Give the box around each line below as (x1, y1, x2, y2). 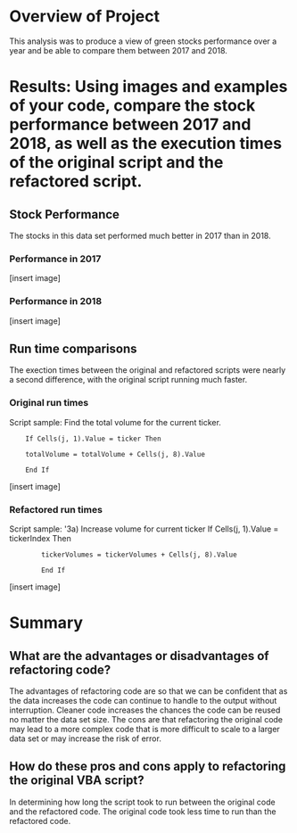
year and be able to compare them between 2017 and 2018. (9, 45, 227, 55)
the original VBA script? (9, 773, 144, 788)
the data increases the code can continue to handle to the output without (9, 695, 277, 705)
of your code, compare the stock (9, 95, 256, 116)
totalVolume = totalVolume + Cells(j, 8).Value (25, 449, 205, 458)
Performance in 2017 (9, 252, 102, 265)
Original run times (9, 397, 89, 409)
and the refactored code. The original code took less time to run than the (9, 805, 276, 817)
